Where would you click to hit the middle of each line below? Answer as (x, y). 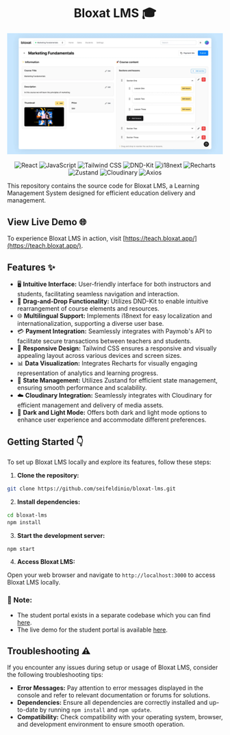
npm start (21, 549)
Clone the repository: (48, 475)
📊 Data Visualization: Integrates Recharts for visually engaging (107, 363)
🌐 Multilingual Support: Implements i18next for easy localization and (114, 316)
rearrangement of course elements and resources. (88, 309)
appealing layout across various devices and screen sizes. (99, 356)
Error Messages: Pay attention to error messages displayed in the (110, 688)
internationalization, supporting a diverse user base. (90, 324)
